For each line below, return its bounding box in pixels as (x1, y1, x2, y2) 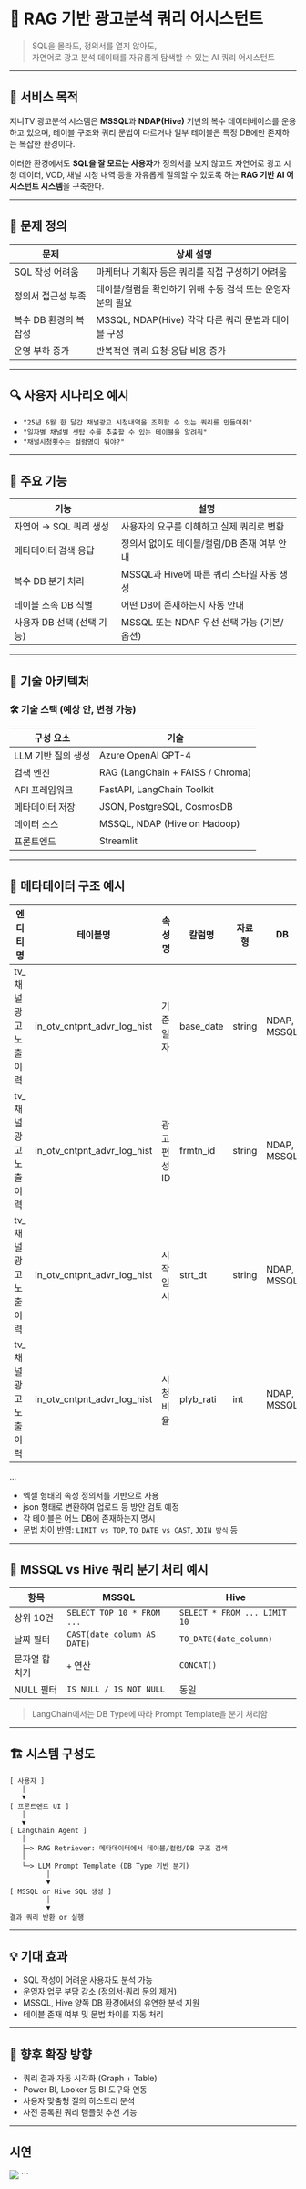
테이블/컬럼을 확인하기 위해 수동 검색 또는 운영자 (96, 282, 291, 295)
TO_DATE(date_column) (178, 1633, 273, 1644)
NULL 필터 (14, 1683, 57, 1696)
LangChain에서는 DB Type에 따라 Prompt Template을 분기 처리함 (31, 1708, 269, 1719)
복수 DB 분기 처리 (14, 575, 85, 588)
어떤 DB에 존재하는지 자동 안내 (120, 599, 244, 612)
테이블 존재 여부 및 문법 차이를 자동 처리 (22, 2009, 164, 2020)
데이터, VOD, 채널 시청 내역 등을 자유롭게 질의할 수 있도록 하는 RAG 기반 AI (18, 169, 285, 180)
